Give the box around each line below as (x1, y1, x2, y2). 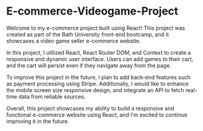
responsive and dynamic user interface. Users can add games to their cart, (6, 55, 194, 62)
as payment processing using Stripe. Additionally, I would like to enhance (6, 80, 189, 87)
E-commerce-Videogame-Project (6, 4, 179, 18)
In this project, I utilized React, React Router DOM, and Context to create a (6, 49, 191, 56)
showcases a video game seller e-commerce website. (6, 37, 141, 44)
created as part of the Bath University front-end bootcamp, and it (6, 30, 169, 38)
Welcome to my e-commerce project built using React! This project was (6, 24, 185, 32)
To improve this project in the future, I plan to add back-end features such (6, 73, 191, 81)
